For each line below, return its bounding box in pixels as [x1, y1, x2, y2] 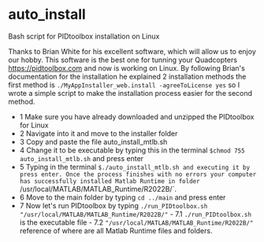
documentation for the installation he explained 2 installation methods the [8, 71, 247, 81]
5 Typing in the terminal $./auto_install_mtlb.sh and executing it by [19, 162, 251, 171]
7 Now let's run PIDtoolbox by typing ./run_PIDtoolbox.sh [19, 200, 208, 210]
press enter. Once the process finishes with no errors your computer [19, 170, 257, 178]
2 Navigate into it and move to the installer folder [19, 128, 178, 138]
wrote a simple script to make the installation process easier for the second [8, 88, 253, 97]
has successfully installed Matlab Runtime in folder [19, 177, 200, 185]
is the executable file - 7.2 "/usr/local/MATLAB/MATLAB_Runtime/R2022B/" [19, 218, 254, 227]
